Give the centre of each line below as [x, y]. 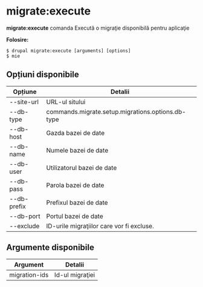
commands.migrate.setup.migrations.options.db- [116, 111]
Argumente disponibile [50, 247]
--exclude [24, 226]
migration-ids [29, 275]
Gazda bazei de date [75, 133]
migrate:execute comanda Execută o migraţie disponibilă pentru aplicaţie [98, 28]
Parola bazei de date [75, 185]
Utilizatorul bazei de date [82, 168]
